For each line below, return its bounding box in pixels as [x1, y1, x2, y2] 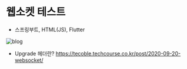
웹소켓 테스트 [6, 5, 66, 19]
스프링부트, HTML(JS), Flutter [14, 26, 85, 33]
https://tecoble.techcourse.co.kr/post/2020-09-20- [55, 50, 181, 57]
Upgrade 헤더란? [14, 50, 55, 57]
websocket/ [14, 57, 44, 64]
